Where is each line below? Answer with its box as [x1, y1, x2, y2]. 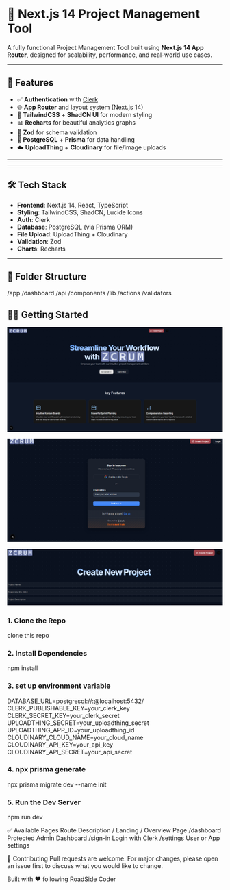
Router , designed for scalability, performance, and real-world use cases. [7, 51, 213, 59]
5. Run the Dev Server [7, 798, 81, 807]
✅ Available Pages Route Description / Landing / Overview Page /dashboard [7, 826, 221, 835]
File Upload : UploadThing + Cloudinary [16, 230, 128, 238]
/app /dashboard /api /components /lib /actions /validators [7, 289, 172, 297]
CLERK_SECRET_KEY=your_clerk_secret [7, 711, 120, 719]
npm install [7, 664, 38, 672]
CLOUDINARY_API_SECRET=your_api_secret [7, 747, 133, 756]
